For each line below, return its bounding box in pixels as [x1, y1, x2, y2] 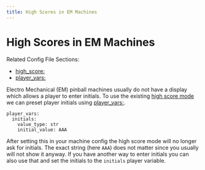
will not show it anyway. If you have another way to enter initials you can [6, 150, 189, 158]
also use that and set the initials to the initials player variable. [6, 157, 166, 164]
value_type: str [17, 121, 60, 127]
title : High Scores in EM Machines [6, 9, 98, 15]
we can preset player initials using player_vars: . [6, 98, 126, 106]
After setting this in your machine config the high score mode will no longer [6, 137, 197, 144]
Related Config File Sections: [6, 56, 80, 63]
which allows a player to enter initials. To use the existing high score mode [6, 92, 195, 100]
